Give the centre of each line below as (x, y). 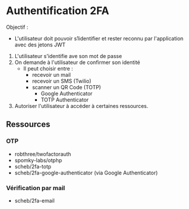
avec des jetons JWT (40, 45)
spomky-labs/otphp (38, 160)
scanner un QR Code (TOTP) (66, 87)
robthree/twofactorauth (43, 154)
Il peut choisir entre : (48, 68)
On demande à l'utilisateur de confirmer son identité (77, 62)
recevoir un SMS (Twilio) (62, 81)
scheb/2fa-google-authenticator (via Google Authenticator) (86, 173)
